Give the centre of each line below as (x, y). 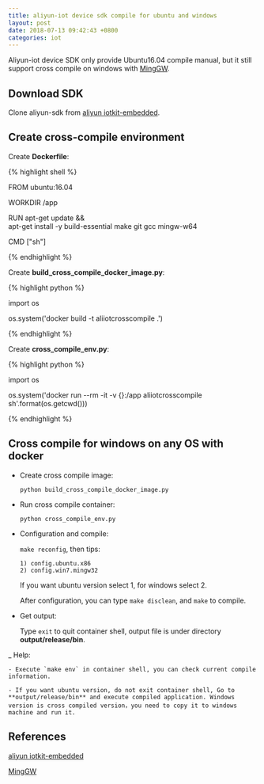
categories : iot (35, 38)
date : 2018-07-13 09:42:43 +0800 (63, 30)
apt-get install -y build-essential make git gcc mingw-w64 (103, 226)
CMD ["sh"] (27, 242)
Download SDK (46, 93)
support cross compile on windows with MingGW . (89, 69)
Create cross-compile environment (96, 137)
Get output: (38, 615)
